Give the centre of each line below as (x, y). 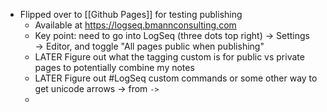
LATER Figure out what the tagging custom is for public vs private (169, 57)
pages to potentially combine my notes (114, 67)
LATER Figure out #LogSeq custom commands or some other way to (176, 78)
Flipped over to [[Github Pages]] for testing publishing (131, 14)
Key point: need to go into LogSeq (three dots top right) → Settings (172, 35)
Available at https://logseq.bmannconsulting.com (135, 25)
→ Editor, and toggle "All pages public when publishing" (149, 46)
